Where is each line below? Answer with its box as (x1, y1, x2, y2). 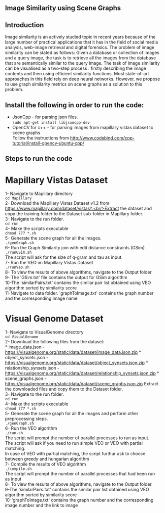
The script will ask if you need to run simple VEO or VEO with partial (5, 440, 143, 446)
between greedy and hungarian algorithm (5, 456, 90, 462)
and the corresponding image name (5, 295, 78, 301)
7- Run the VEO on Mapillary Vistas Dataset (5, 260, 94, 266)
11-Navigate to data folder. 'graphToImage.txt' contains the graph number (5, 290, 154, 296)
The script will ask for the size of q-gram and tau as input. (5, 254, 123, 260)
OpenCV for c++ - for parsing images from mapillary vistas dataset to (12, 125, 154, 131)
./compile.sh (5, 466, 32, 471)
